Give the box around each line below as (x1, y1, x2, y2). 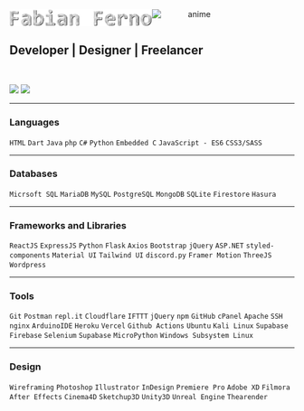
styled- (245, 241, 275, 251)
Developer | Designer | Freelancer (9, 42, 204, 58)
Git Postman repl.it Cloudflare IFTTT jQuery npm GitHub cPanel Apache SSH (9, 312, 283, 322)
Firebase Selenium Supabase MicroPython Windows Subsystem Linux (9, 332, 253, 341)
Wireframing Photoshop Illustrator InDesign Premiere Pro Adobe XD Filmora (9, 383, 291, 392)
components (9, 251, 51, 260)
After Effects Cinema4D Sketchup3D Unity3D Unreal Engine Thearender (9, 392, 269, 401)
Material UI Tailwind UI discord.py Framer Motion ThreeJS (52, 251, 272, 260)
